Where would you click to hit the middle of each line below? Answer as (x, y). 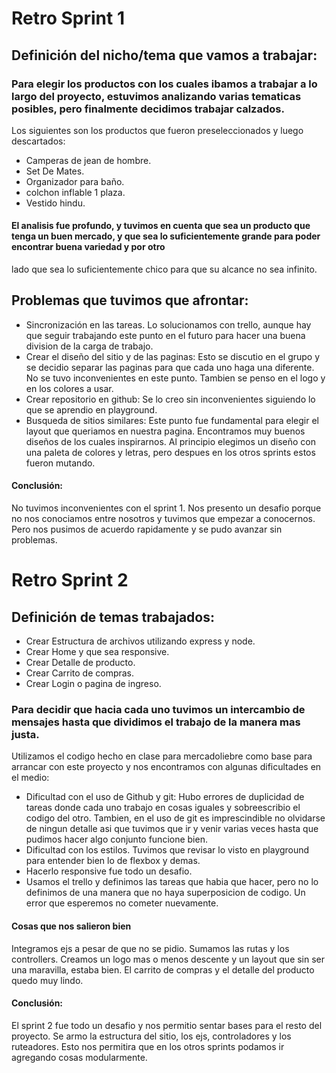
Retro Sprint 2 (70, 580)
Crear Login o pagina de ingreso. (93, 684)
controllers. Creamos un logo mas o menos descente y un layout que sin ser (168, 959)
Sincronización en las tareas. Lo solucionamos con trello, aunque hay (168, 324)
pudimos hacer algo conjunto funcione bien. (116, 839)
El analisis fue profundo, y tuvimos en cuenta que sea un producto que (161, 226)
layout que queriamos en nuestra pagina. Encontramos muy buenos (165, 431)
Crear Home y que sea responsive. (97, 652)
